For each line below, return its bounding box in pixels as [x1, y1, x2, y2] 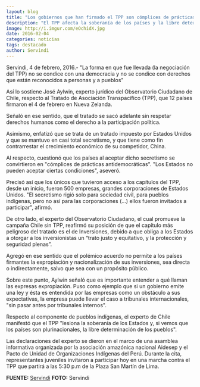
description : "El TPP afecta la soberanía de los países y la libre [6, 20, 180, 26]
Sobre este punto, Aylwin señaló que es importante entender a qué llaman [6, 276, 187, 283]
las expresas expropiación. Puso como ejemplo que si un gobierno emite [6, 282, 185, 289]
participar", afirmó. [6, 204, 52, 211]
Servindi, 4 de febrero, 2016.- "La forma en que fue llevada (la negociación [6, 64, 190, 71]
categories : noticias [6, 36, 60, 42]
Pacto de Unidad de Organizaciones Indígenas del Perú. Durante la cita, [6, 349, 182, 357]
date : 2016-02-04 [6, 31, 49, 37]
